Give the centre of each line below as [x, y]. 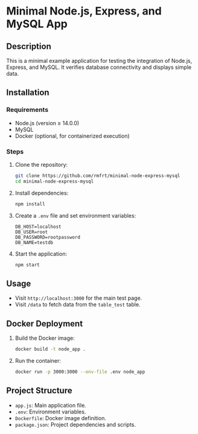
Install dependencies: [42, 193]
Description [29, 46]
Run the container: [38, 360]
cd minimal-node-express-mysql [54, 181]
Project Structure [39, 391]
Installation [28, 93]
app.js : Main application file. [50, 405]
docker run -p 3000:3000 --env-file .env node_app [80, 372]
